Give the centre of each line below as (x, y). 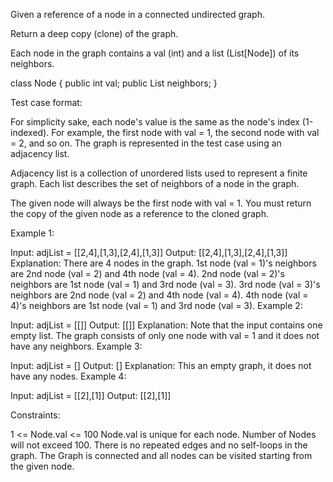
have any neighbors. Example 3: (76, 346)
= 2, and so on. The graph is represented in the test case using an (146, 143)
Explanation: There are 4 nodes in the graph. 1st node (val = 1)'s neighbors (163, 263)
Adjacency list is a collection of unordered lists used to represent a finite (159, 173)
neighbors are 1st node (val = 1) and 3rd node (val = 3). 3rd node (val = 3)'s (165, 284)
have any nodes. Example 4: (68, 376)
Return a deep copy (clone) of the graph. (94, 33)
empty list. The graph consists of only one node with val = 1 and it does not (165, 335)
